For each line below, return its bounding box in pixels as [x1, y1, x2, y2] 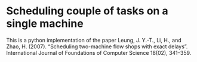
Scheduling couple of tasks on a [6, 4, 168, 18]
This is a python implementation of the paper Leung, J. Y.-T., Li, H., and [6, 36, 182, 44]
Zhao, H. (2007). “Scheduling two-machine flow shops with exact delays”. [6, 43, 188, 50]
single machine [6, 17, 84, 30]
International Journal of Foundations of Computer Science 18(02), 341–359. [6, 49, 192, 56]
